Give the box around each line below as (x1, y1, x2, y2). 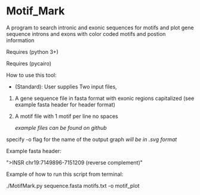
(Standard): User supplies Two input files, (14, 83, 118, 90)
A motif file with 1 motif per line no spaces (14, 112, 118, 120)
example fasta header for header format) (14, 100, 115, 108)
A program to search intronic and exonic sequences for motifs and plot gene (6, 24, 194, 31)
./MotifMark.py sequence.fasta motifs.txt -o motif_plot (6, 182, 140, 189)
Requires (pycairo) (6, 60, 52, 67)
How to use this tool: (6, 71, 57, 78)
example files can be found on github (14, 124, 107, 131)
